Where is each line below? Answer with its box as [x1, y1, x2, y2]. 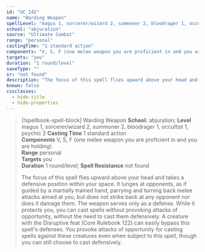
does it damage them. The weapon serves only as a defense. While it [21, 200, 195, 207]
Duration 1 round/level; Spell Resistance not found [21, 162, 149, 169]
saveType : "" [6, 65, 40, 72]
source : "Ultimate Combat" [6, 32, 75, 38]
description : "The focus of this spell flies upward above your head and [6, 77, 198, 83]
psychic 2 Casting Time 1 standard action [21, 129, 127, 137]
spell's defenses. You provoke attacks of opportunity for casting [21, 225, 183, 232]
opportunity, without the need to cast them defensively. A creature [21, 212, 189, 220]
